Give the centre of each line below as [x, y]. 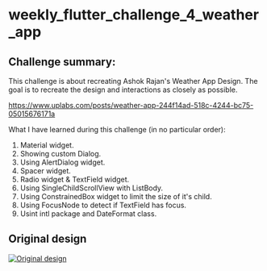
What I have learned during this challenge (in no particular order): [117, 129]
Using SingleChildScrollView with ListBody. [92, 188]
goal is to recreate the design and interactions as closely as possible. [123, 90]
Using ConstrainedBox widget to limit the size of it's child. [116, 196]
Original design [48, 239]
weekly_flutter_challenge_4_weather [134, 15]
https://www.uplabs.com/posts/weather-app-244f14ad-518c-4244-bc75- [131, 105]
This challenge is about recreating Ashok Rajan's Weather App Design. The [133, 81]
